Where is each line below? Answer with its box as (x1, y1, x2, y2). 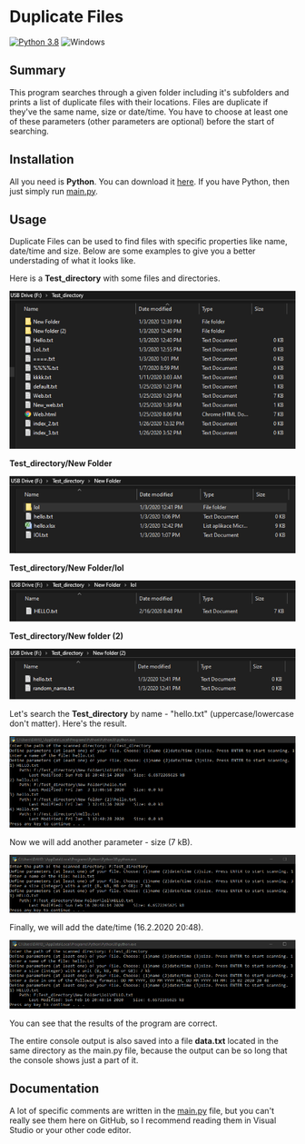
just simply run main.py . (9, 185, 98, 196)
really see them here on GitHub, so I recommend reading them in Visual (9, 1115, 277, 1126)
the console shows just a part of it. (9, 1055, 139, 1066)
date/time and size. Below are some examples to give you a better (9, 245, 256, 256)
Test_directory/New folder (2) (9, 630, 124, 642)
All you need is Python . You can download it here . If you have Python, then (9, 175, 290, 187)
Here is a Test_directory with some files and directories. (9, 273, 221, 284)
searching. (9, 125, 50, 136)
